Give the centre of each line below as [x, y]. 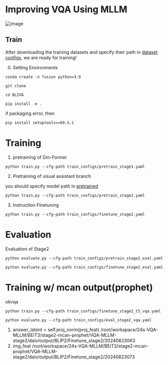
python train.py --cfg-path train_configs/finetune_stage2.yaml [75, 214]
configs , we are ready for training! [41, 57]
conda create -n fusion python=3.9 [43, 77]
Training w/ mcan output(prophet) [79, 287]
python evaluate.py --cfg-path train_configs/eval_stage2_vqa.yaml [79, 320]
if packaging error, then [30, 113]
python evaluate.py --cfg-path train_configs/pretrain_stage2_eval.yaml [84, 258]
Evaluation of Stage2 [27, 249]
